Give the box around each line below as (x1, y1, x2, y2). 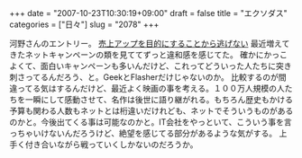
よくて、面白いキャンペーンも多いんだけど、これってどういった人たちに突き (9, 61, 292, 71)
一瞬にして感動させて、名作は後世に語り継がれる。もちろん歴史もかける (24, 94, 293, 105)
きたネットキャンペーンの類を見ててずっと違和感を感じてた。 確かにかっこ (9, 49, 288, 60)
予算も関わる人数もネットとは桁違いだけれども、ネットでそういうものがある (9, 106, 294, 116)
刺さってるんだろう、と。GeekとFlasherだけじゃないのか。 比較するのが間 (9, 72, 287, 83)
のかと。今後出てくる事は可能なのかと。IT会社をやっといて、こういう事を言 (9, 117, 292, 127)
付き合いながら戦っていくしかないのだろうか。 (24, 139, 198, 150)
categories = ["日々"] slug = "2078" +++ (9, 19, 160, 30)
